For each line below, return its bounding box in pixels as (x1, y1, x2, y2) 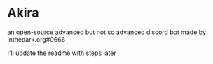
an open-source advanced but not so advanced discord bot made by (7, 28, 207, 36)
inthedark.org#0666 (7, 35, 66, 43)
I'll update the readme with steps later (7, 49, 117, 57)
